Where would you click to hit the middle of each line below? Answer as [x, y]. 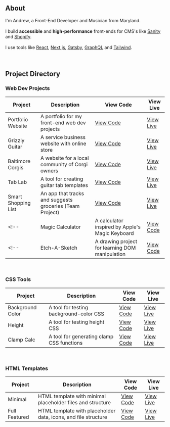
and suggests [56, 200]
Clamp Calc [22, 340]
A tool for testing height [77, 322]
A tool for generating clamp [81, 337]
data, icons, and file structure [73, 417]
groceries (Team [60, 206]
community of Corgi [64, 164]
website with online [63, 144]
